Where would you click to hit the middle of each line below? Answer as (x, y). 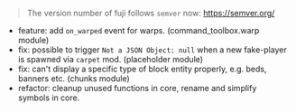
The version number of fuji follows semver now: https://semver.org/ (151, 13)
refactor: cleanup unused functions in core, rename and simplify (137, 88)
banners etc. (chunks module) (74, 79)
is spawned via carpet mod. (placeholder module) (111, 59)
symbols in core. (49, 98)
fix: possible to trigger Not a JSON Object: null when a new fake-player (152, 50)
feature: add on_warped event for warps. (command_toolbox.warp (139, 30)
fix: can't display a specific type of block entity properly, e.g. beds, (142, 69)
